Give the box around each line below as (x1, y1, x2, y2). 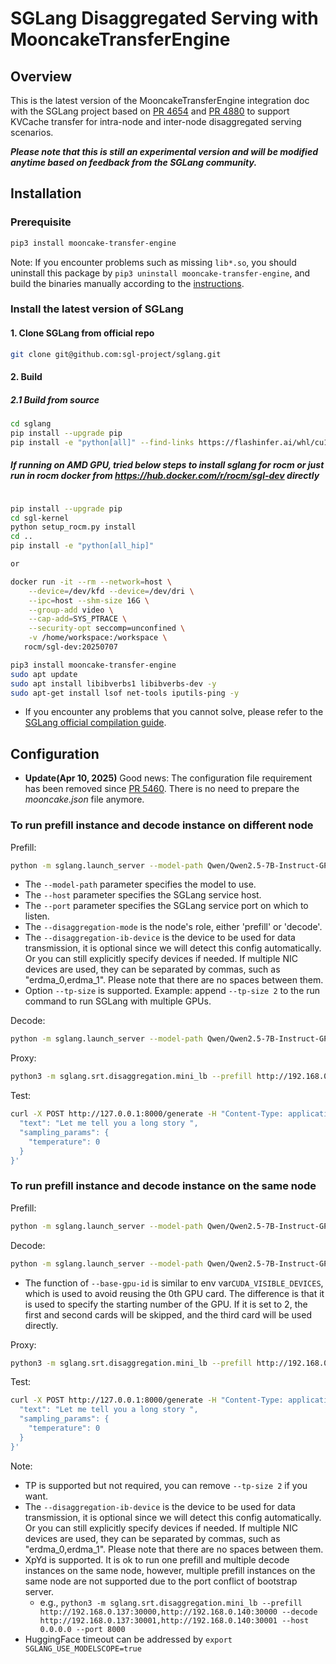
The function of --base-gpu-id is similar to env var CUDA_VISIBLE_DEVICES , (24, 1277, 324, 1289)
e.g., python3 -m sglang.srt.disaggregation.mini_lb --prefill (39, 1596, 303, 1608)
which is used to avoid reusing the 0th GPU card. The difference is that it (24, 1287, 325, 1299)
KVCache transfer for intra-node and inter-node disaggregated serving (10, 116, 302, 127)
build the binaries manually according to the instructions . (10, 277, 245, 289)
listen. (24, 910, 50, 922)
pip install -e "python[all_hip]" (10, 541, 155, 551)
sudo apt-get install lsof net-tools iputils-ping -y (10, 688, 240, 698)
